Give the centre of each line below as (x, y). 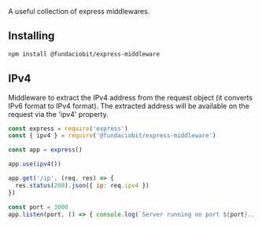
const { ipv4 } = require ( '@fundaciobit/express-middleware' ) (112, 136)
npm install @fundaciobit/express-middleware (84, 54)
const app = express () (45, 150)
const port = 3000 (38, 207)
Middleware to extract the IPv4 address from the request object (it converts (131, 97)
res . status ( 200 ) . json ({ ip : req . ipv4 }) (82, 185)
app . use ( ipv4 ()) (35, 164)
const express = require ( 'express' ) (68, 129)
